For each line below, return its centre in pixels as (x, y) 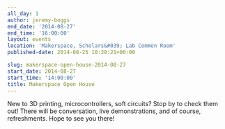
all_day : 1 (23, 14)
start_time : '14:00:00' (42, 78)
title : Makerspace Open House (51, 84)
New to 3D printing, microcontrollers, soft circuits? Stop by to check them (113, 104)
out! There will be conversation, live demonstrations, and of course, (104, 111)
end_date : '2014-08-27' (42, 26)
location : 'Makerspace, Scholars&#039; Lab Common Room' (92, 46)
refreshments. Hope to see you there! (61, 119)
